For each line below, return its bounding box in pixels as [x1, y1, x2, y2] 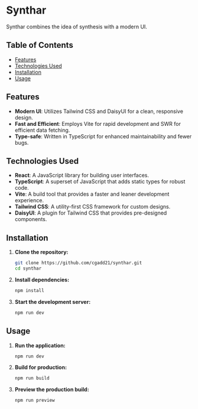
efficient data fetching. [14, 126, 70, 134]
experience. [14, 197, 44, 204]
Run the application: [14, 342, 66, 349]
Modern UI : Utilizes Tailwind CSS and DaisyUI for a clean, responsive [14, 108, 183, 115]
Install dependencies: [14, 276, 70, 283]
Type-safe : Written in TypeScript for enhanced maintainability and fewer [14, 132, 192, 139]
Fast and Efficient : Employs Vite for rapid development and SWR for [14, 120, 181, 127]
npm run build [14, 375, 50, 381]
